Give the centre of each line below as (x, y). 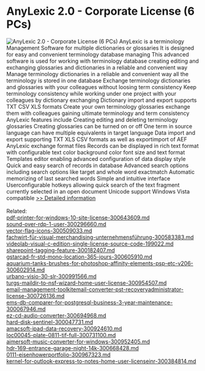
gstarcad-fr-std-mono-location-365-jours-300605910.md (80, 257)
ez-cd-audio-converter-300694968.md (56, 315)
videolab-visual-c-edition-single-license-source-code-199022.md (90, 243)
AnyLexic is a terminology (152, 41)
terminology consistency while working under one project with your (91, 93)
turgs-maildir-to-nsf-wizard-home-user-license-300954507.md (87, 283)
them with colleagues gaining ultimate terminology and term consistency (98, 113)
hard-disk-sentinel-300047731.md (50, 322)
